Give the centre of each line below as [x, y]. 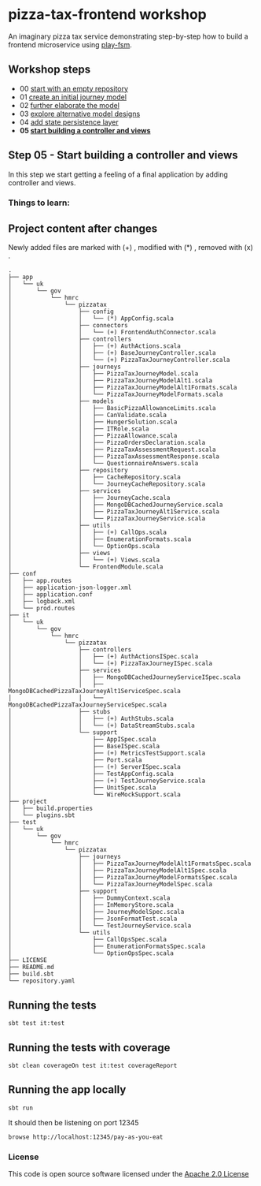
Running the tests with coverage [89, 1048]
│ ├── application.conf [50, 595]
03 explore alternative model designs [80, 114]
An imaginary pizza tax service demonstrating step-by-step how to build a [129, 36]
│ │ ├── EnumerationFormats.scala [100, 539]
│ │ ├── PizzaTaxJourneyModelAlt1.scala [110, 381]
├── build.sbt [31, 974]
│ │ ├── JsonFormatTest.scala [93, 919]
